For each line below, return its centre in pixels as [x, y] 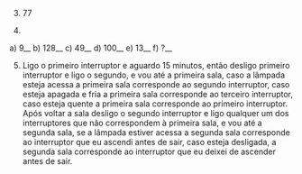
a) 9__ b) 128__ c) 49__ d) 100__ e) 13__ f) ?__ [91, 48]
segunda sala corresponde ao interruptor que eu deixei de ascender [149, 151]
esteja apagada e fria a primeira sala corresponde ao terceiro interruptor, [158, 94]
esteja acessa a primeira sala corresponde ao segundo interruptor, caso [156, 84]
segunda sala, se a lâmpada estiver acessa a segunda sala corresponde [156, 133]
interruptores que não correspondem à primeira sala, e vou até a [142, 123]
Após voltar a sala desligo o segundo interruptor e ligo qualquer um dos [156, 113]
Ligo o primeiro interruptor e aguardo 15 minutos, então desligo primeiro [156, 65]
